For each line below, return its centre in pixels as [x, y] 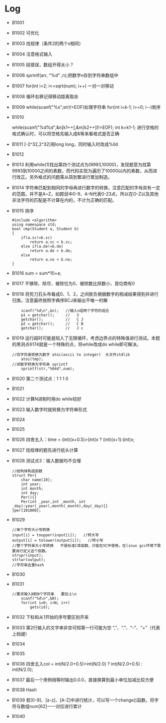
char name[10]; [37, 480]
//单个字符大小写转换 [31, 530]
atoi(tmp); [32, 359]
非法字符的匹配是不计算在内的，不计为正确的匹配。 [64, 200]
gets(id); [40, 607]
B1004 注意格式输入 [32, 54]
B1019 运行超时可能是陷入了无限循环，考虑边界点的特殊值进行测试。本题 [86, 338]
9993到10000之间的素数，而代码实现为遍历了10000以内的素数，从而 [82, 171]
